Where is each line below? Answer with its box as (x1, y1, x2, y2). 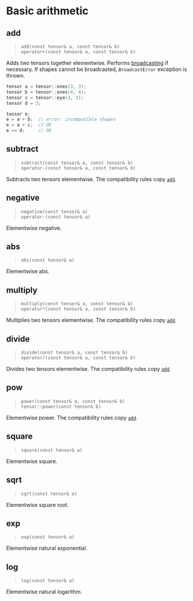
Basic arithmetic (6, 4, 89, 18)
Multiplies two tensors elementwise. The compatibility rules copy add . (6, 317, 177, 324)
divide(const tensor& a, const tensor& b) (20, 350, 128, 356)
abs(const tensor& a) (20, 258, 74, 264)
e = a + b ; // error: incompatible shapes (6, 116, 116, 123)
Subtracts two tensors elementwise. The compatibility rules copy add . (6, 175, 177, 182)
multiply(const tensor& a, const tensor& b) (20, 301, 133, 307)
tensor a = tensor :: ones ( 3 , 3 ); (6, 83, 86, 89)
